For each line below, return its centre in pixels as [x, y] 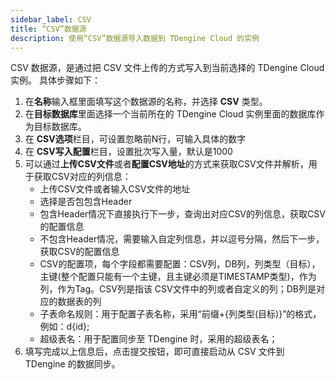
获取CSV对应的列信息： [82, 177]
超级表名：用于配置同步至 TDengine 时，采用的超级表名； [158, 339]
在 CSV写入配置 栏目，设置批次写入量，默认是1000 [128, 152]
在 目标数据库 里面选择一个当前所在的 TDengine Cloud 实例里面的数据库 [170, 114]
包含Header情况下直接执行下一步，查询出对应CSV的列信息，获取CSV [182, 214]
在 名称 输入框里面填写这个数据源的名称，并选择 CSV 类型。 [146, 102]
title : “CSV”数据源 [48, 29]
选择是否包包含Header [86, 202]
